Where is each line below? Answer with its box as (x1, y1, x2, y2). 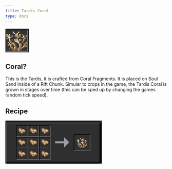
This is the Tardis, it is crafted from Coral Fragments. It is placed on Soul (5, 76, 158, 82)
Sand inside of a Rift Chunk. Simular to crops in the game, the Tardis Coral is (5, 81, 167, 87)
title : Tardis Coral (5, 8, 50, 13)
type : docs (5, 13, 29, 19)
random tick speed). (5, 92, 48, 98)
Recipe (5, 107, 28, 115)
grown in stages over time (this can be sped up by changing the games (5, 87, 156, 93)
